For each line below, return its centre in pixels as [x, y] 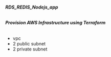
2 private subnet [30, 49]
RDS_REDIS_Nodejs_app [32, 7]
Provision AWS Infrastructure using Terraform [55, 23]
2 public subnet [29, 43]
